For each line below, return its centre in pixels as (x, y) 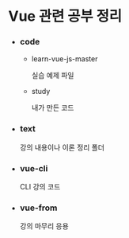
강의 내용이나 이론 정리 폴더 (62, 147)
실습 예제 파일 (53, 76)
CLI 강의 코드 (40, 187)
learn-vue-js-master (64, 59)
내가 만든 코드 (53, 107)
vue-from (38, 208)
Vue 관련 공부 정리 (65, 16)
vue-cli (34, 168)
